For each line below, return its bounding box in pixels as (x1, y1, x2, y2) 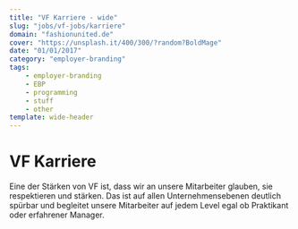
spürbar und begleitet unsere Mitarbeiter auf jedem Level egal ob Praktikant (9, 200, 289, 211)
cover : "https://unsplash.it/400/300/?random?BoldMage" (9, 38, 222, 47)
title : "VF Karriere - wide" (9, 13, 118, 22)
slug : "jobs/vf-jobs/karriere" (9, 21, 126, 30)
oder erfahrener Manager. (9, 209, 105, 220)
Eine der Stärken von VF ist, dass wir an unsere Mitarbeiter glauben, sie (9, 181, 273, 192)
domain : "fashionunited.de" (9, 30, 115, 38)
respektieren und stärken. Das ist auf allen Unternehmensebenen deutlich (9, 191, 282, 201)
